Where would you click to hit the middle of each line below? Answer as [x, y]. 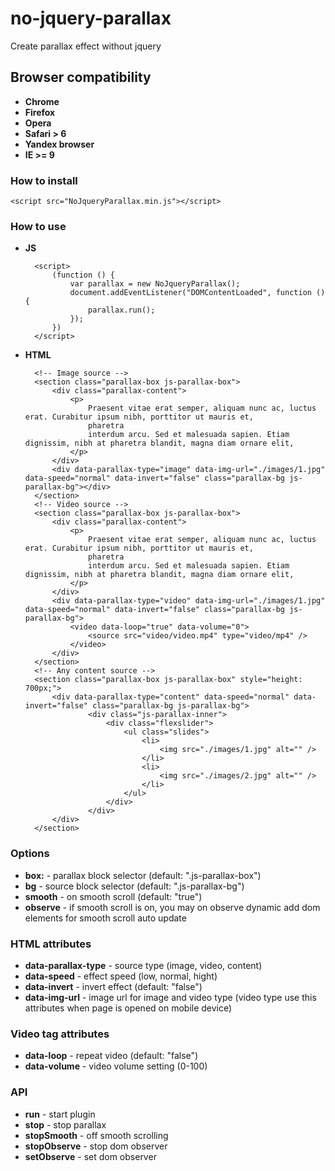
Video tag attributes [60, 1034]
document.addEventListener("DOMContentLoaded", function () [197, 293]
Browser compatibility [81, 77]
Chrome [42, 101]
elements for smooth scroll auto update [105, 918]
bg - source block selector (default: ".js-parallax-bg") [134, 886]
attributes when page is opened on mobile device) [128, 1008]
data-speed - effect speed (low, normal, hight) [121, 976]
